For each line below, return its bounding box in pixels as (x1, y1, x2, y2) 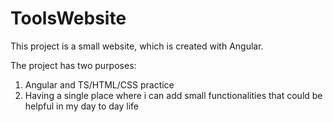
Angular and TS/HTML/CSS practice (24, 78, 175, 91)
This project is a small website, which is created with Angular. (10, 40, 264, 52)
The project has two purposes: (10, 59, 137, 71)
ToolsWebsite (10, 7, 127, 30)
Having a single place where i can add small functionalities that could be (24, 89, 323, 101)
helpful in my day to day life (24, 100, 140, 112)
